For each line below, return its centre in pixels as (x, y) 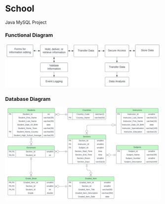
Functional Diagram (29, 35)
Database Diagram (28, 99)
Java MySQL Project (26, 22)
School (20, 9)
